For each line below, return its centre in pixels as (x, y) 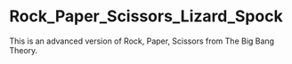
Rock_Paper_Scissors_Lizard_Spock (146, 16)
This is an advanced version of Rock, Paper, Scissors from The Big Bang (142, 41)
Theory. (24, 50)
